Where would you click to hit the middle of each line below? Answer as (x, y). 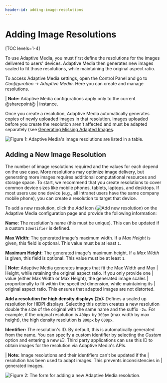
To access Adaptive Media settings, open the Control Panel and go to (76, 78)
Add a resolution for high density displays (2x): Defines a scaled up (76, 299)
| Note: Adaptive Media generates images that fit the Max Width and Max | (82, 268)
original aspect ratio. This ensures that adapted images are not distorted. (80, 289)
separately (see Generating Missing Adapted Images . (60, 129)
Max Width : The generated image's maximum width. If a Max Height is (78, 238)
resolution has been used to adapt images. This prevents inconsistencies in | (84, 361)
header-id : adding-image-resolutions (44, 10)
